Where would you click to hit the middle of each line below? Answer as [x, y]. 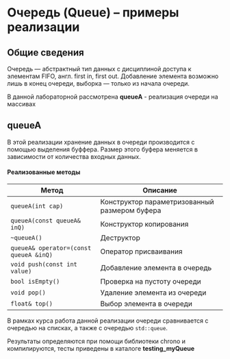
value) [21, 271]
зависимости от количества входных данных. [74, 156]
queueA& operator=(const [51, 248]
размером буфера [131, 210]
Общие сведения [46, 52]
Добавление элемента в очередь [156, 268]
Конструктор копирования [144, 224]
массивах [22, 104]
